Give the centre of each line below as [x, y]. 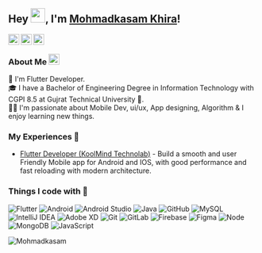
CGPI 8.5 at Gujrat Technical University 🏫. [76, 99]
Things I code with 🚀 [48, 191]
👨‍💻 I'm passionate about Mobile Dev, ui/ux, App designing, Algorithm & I [126, 108]
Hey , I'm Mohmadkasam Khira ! [94, 19]
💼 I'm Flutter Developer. [47, 79]
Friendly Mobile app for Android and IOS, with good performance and [133, 163]
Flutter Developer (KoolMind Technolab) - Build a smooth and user [128, 154]
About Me [28, 62]
